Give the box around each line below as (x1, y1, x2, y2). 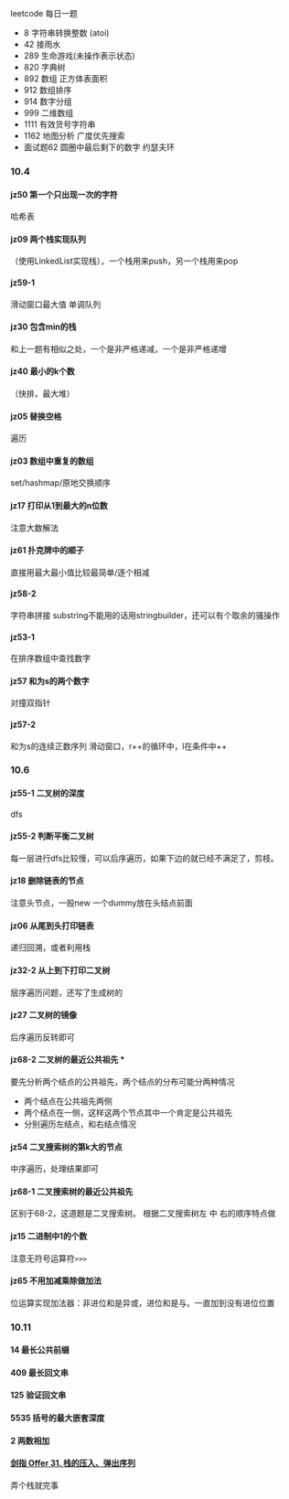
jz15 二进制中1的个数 (10, 1230, 88, 1241)
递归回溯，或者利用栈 (10, 942, 91, 953)
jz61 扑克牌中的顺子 (10, 545, 85, 556)
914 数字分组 (23, 96, 72, 107)
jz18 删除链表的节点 (10, 875, 85, 886)
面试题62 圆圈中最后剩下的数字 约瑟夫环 (23, 142, 175, 153)
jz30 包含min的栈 (10, 321, 77, 332)
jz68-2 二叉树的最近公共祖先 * (10, 1055, 125, 1065)
